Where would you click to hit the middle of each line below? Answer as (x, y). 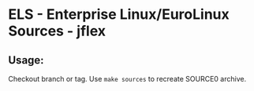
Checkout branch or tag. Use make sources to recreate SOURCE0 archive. (127, 79)
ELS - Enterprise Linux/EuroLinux (119, 15)
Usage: (26, 60)
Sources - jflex (57, 31)
